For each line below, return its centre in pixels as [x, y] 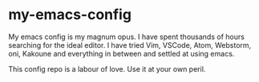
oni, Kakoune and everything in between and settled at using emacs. [121, 53]
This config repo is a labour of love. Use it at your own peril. [107, 68]
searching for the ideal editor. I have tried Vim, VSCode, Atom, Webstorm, [130, 45]
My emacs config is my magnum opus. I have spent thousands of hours [126, 37]
